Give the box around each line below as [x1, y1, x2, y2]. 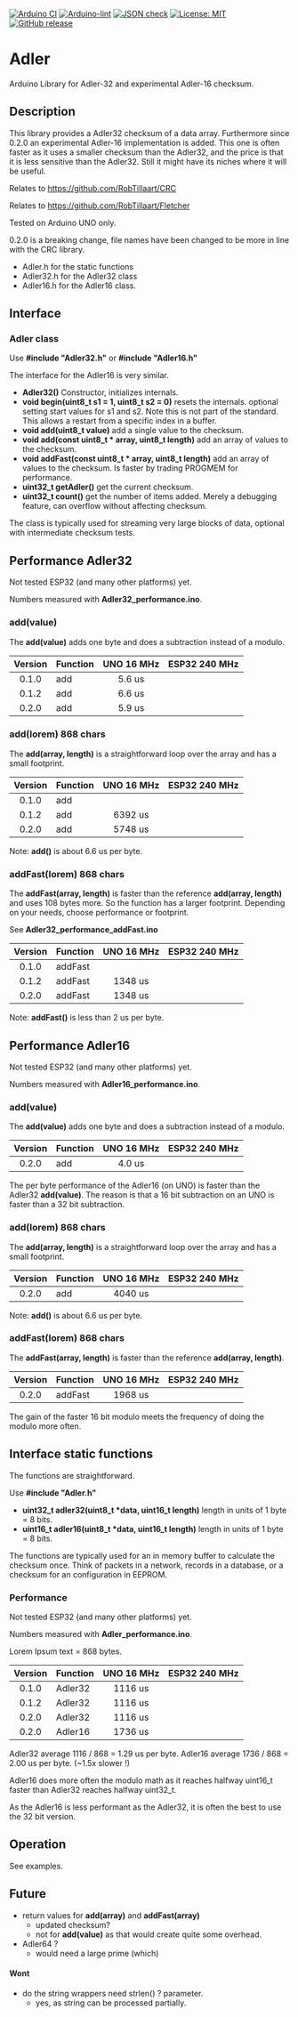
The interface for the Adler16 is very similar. [9, 370, 169, 381]
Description [9, 104, 76, 119]
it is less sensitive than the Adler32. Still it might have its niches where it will [9, 156, 287, 166]
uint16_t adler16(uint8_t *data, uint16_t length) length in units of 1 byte [21, 1523, 284, 1534]
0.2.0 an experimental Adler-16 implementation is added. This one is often [9, 137, 280, 148]
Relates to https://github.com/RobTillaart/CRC [9, 182, 177, 193]
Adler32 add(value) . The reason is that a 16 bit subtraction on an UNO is [9, 1190, 275, 1200]
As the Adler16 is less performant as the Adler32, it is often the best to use [9, 1802, 282, 1812]
